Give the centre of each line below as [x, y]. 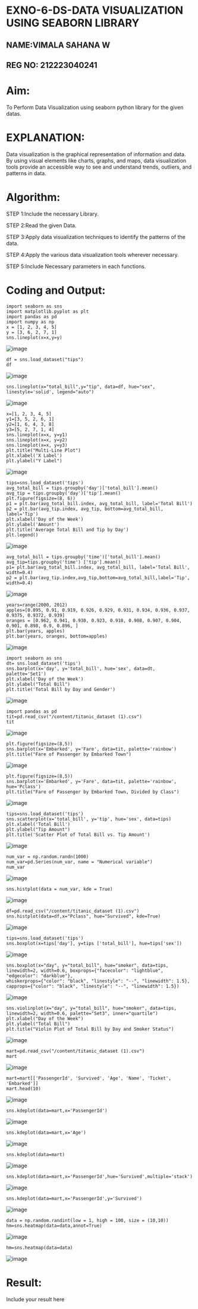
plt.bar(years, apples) [36, 631]
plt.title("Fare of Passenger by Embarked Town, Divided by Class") [93, 792]
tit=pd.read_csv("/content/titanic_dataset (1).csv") [74, 716]
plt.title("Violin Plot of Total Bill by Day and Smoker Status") [90, 1029]
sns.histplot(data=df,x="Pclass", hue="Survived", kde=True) [84, 916]
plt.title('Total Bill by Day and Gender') [61, 689]
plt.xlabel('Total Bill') [38, 824]
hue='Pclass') [24, 786]
